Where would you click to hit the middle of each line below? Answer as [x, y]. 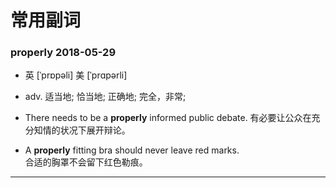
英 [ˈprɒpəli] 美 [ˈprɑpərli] [76, 75]
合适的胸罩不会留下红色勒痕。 [86, 162]
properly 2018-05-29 [63, 53]
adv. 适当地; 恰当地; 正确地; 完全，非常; [105, 97]
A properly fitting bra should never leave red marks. [132, 150]
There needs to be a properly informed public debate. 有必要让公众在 [168, 118]
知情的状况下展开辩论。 [82, 130]
